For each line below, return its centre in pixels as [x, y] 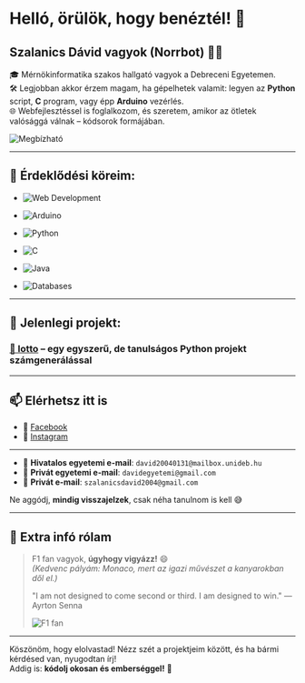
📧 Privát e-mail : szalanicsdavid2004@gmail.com [110, 482]
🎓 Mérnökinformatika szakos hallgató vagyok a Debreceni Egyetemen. [143, 75]
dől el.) [44, 578]
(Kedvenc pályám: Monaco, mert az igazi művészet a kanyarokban [157, 568]
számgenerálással [51, 360]
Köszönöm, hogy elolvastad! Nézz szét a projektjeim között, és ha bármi [144, 649]
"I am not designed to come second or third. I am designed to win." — [162, 596]
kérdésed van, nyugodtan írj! [63, 659]
